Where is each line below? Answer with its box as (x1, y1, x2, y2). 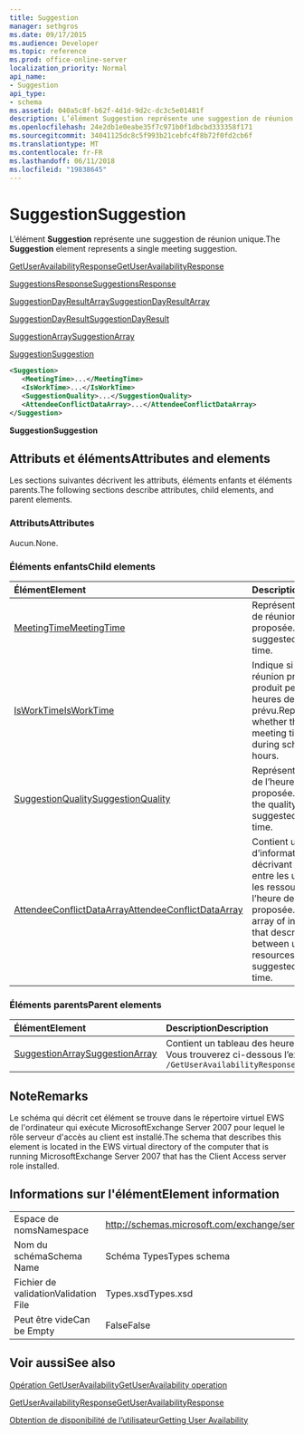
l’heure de (252, 891, 295, 904)
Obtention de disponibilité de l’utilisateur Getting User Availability (9, 1414, 249, 1425)
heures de (252, 692, 296, 705)
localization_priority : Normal (9, 64, 128, 73)
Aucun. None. (9, 537, 59, 548)
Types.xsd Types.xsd (105, 1287, 194, 1300)
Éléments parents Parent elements (9, 998, 162, 1011)
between (252, 937, 290, 949)
